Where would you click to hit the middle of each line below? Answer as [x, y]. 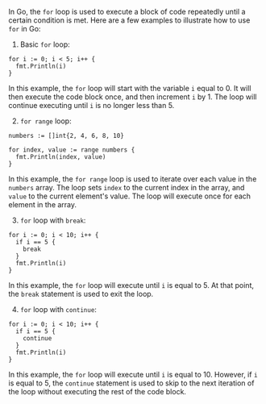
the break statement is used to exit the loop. [81, 294]
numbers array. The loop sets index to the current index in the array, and [127, 187]
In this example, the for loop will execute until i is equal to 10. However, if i [133, 375]
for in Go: [25, 29]
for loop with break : [53, 220]
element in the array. [43, 204]
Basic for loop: [45, 44]
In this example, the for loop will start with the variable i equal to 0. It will [130, 88]
